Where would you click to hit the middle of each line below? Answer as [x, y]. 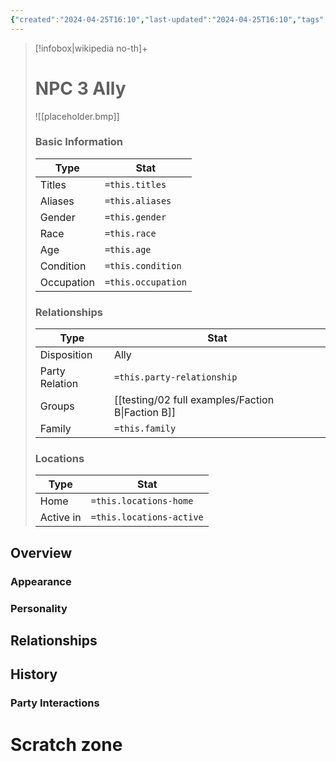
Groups [57, 406]
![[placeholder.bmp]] [77, 116]
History [34, 674]
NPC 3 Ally [80, 88]
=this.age [128, 249]
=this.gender [135, 217]
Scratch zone [66, 744]
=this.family [145, 429]
